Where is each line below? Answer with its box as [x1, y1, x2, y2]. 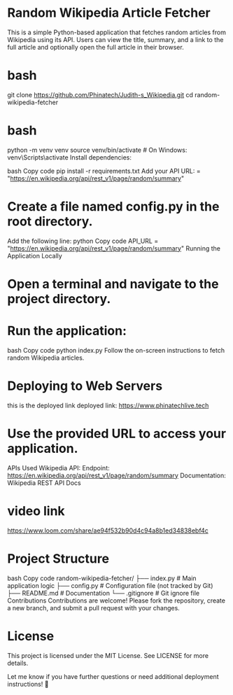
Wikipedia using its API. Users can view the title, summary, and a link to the [7, 35, 224, 43]
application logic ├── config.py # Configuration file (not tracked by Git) [7, 581, 213, 589]
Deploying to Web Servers [7, 378, 163, 394]
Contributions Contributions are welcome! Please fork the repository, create [7, 596, 226, 605]
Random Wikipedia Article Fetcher [7, 5, 211, 21]
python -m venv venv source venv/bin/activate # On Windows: [7, 146, 188, 154]
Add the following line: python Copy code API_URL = [7, 237, 159, 245]
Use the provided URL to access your [7, 426, 226, 442]
